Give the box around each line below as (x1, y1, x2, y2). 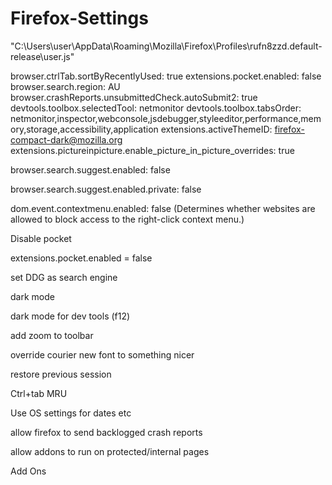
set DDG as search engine (10, 271, 118, 283)
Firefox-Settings (10, 7, 149, 30)
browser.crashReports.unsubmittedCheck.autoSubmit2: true (10, 91, 258, 103)
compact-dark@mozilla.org (10, 133, 123, 146)
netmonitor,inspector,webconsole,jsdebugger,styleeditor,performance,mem (10, 112, 322, 124)
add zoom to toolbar (10, 329, 94, 341)
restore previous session (10, 368, 112, 380)
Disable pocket (10, 232, 72, 244)
